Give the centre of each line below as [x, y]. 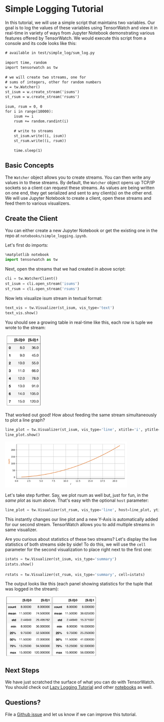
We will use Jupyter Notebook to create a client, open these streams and [78, 198]
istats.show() [20, 564]
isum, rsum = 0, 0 [24, 106]
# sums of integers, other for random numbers [53, 82]
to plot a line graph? [25, 420]
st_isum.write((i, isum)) [40, 136]
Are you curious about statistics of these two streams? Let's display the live [81, 539]
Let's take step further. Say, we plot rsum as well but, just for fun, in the [77, 495]
